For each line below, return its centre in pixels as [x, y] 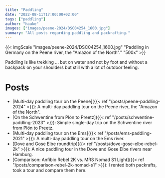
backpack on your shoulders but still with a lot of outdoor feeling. [72, 67]
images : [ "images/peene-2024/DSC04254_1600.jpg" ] [58, 28]
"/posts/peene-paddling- [135, 101]
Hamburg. [23, 154]
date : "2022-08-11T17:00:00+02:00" [42, 14]
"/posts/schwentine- [133, 117]
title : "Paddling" [24, 10]
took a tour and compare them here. [49, 170]
